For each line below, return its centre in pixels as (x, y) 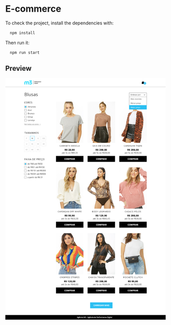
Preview (19, 68)
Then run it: (17, 42)
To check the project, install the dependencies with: (59, 23)
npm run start (25, 52)
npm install (23, 33)
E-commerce (33, 9)
